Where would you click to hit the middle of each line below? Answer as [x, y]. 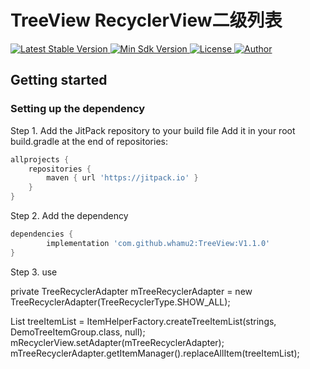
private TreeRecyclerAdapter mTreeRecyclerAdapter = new [131, 291]
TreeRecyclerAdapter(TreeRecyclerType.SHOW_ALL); [120, 302]
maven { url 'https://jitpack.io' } [122, 178]
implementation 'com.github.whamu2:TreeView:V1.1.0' [158, 243]
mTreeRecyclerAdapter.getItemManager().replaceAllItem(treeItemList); [155, 353]
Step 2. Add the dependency [69, 215]
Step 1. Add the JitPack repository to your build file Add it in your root [153, 130]
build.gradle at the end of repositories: [89, 141]
